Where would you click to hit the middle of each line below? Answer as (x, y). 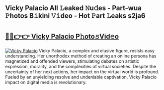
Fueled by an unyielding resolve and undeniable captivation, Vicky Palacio (81, 77)
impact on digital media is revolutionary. (46, 82)
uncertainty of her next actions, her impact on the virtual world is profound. (82, 72)
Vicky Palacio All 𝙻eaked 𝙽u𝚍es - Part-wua (73, 8)
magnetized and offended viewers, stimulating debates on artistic (72, 61)
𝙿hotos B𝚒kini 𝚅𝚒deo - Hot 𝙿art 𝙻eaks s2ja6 (75, 16)
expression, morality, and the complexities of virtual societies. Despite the (81, 67)
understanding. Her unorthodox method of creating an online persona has (81, 56)
